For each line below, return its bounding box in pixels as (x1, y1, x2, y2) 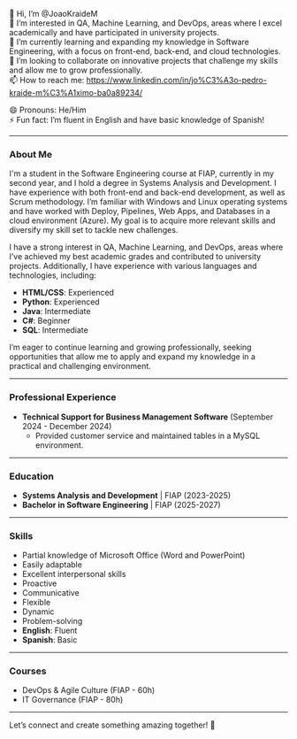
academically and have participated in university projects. (9, 27, 219, 37)
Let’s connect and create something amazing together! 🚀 (9, 720, 216, 730)
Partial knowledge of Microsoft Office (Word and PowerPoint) (21, 550, 246, 561)
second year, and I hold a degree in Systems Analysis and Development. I (9, 178, 277, 189)
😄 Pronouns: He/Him (9, 104, 87, 115)
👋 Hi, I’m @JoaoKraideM (9, 9, 98, 19)
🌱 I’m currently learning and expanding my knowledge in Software (9, 36, 249, 47)
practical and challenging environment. (9, 361, 152, 372)
